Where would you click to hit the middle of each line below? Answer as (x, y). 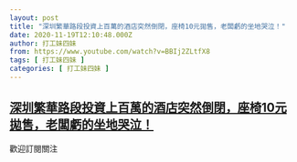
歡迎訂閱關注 (33, 148)
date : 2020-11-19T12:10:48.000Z (71, 35)
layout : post (34, 18)
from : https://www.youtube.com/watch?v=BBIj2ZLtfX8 (110, 52)
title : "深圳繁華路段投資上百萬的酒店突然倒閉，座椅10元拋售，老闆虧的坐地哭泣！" (148, 26)
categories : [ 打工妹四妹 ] (59, 69)
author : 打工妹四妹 (43, 43)
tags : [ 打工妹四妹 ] (47, 60)
